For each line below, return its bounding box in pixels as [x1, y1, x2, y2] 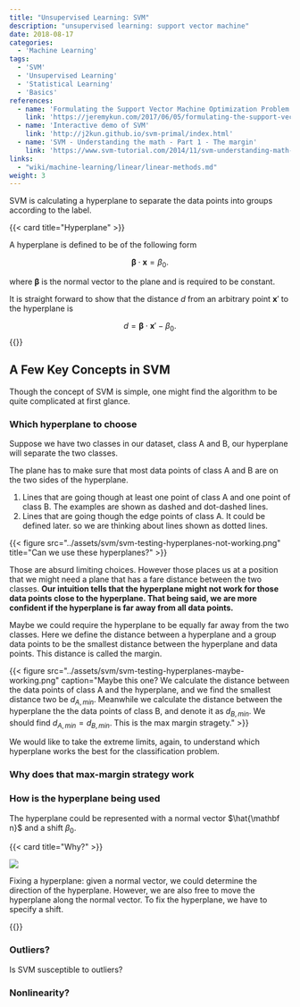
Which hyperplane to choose [9, 417, 137, 430]
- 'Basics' [17, 88, 58, 97]
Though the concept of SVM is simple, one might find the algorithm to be [9, 386, 278, 397]
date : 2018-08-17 [9, 29, 74, 38]
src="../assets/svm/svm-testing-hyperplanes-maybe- [46, 665, 245, 676]
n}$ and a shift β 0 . [9, 822, 77, 835]
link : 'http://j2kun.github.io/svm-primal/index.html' [25, 130, 234, 138]
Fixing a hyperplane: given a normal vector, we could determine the [9, 876, 257, 886]
